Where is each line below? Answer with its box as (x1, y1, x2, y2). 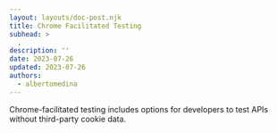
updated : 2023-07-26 (9, 63, 87, 72)
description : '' (9, 46, 70, 55)
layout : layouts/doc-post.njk (9, 12, 122, 22)
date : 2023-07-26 (9, 54, 74, 63)
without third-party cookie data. (9, 113, 127, 124)
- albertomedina (17, 79, 78, 88)
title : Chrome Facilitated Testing (9, 21, 142, 30)
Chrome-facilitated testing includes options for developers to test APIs (9, 104, 269, 114)
